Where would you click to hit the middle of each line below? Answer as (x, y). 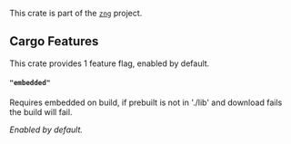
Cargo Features (54, 41)
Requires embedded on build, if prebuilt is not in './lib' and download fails (146, 102)
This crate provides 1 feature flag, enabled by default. (110, 63)
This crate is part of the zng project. (76, 13)
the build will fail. (41, 112)
